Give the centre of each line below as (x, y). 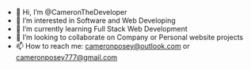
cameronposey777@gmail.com (67, 57)
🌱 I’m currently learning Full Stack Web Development (101, 29)
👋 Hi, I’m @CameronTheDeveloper (71, 12)
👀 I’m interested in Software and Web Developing (95, 20)
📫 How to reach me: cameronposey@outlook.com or (103, 46)
